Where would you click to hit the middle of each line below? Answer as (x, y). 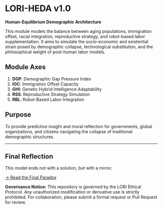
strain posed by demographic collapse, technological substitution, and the (79, 47)
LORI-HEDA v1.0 (38, 8)
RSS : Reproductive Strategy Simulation (51, 94)
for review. (16, 202)
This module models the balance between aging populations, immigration (78, 31)
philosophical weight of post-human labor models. (55, 52)
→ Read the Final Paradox (31, 177)
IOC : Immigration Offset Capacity (45, 84)
